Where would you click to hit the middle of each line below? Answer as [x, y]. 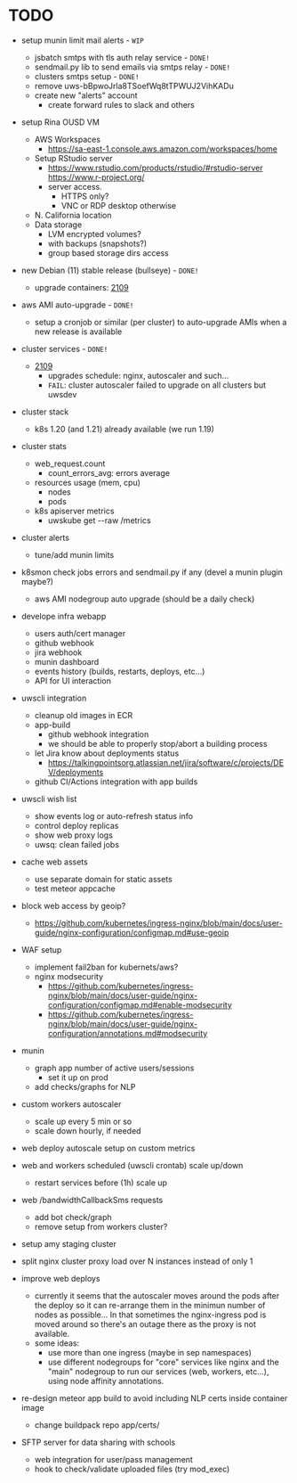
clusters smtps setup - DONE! [87, 76]
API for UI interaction [73, 680]
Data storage [58, 225]
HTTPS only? [85, 196]
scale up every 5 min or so [83, 1121]
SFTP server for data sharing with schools [98, 1442]
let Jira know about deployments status [107, 753]
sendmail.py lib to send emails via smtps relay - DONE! [132, 67]
